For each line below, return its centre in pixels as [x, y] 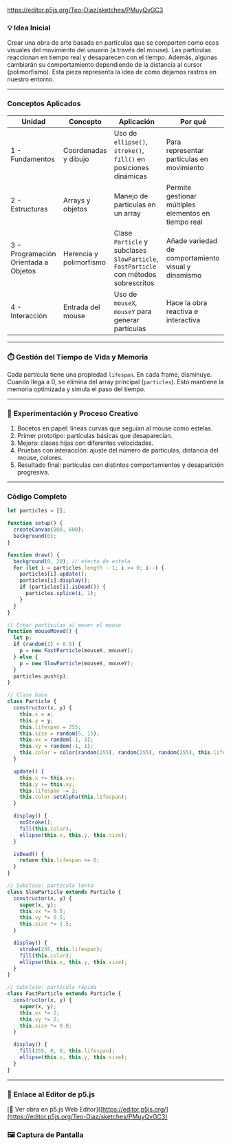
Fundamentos [33, 159]
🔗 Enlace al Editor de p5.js [51, 1094]
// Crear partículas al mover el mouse [64, 625]
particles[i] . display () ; [55, 581]
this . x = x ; [36, 714]
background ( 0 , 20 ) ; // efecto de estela [72, 561]
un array [127, 213]
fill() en [130, 159]
